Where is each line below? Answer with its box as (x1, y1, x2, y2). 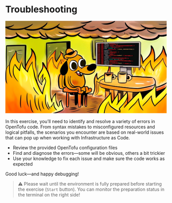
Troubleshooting (5, 4, 78, 15)
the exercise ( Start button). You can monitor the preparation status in (17, 186, 165, 192)
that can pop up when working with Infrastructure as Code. (5, 134, 130, 140)
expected (12, 160, 33, 167)
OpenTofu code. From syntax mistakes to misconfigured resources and (5, 124, 155, 130)
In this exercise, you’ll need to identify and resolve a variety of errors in (5, 118, 155, 124)
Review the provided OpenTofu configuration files (12, 145, 118, 151)
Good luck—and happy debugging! (5, 171, 79, 177)
